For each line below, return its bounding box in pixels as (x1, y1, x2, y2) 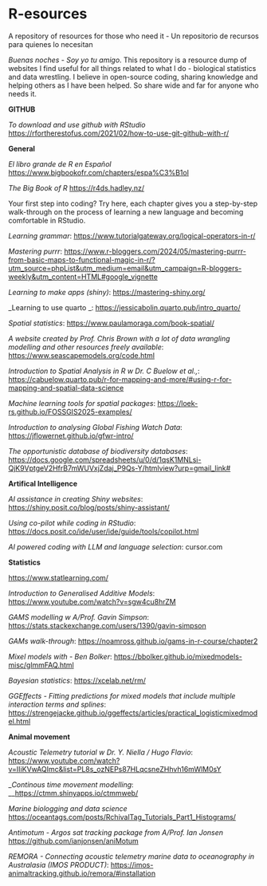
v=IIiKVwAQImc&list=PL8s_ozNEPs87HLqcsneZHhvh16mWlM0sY (8, 764, 222, 774)
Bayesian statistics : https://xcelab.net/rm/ (8, 675, 146, 685)
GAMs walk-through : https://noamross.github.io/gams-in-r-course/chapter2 (8, 636, 258, 646)
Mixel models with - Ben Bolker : (8, 652, 112, 661)
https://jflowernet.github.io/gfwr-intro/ (8, 431, 134, 440)
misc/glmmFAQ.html (8, 660, 74, 670)
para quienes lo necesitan (8, 39, 93, 49)
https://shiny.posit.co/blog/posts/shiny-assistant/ (8, 502, 170, 512)
